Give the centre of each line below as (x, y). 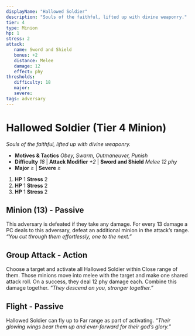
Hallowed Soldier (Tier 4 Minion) (86, 128)
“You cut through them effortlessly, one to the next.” (69, 237)
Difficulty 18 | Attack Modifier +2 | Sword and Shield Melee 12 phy (96, 161)
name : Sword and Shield (43, 50)
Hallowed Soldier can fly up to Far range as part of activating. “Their (88, 320)
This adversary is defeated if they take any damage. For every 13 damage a (97, 224)
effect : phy (28, 72)
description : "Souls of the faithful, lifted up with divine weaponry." (97, 17)
